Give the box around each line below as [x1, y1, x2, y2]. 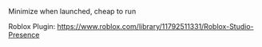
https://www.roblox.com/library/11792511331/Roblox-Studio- [57, 22, 254, 31]
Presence [8, 31, 40, 39]
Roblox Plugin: [8, 22, 56, 31]
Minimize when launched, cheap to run [8, 7, 137, 16]
